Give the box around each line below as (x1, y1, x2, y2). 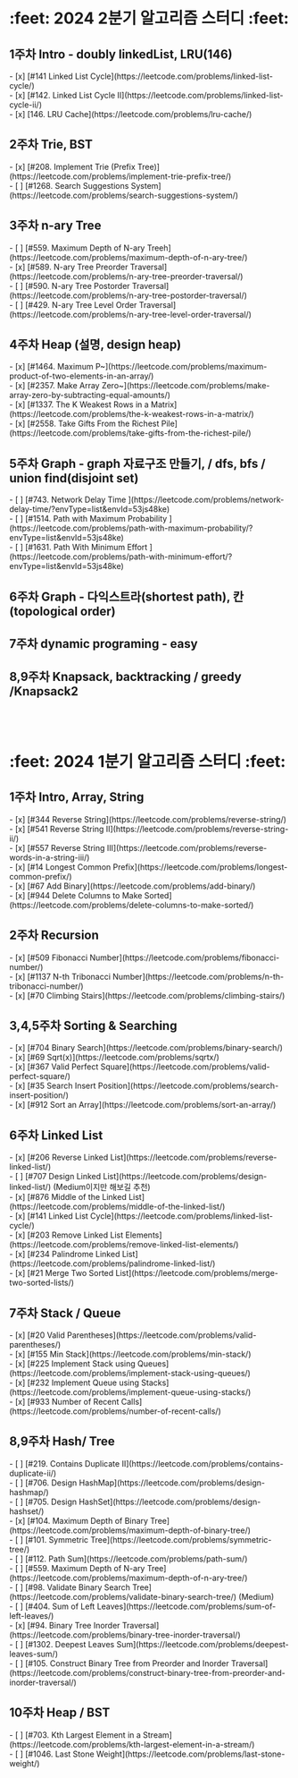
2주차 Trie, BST (9, 137, 94, 152)
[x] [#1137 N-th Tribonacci (14, 971, 112, 982)
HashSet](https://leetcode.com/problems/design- (79, 1496, 261, 1507)
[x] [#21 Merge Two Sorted (14, 1268, 114, 1279)
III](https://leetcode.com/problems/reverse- (106, 842, 268, 853)
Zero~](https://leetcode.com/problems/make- (101, 380, 270, 391)
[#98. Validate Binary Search (25, 1581, 131, 1593)
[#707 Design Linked (25, 1171, 102, 1182)
